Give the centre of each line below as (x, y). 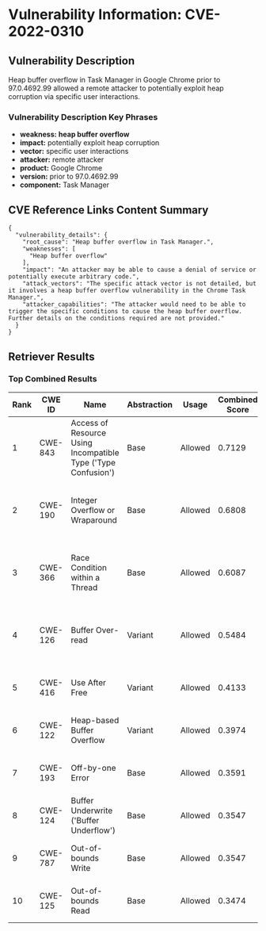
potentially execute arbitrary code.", (74, 277)
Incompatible (95, 452)
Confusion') (93, 472)
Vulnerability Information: (95, 15)
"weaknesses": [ (49, 249)
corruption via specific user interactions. (74, 96)
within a (85, 577)
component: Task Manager (64, 185)
